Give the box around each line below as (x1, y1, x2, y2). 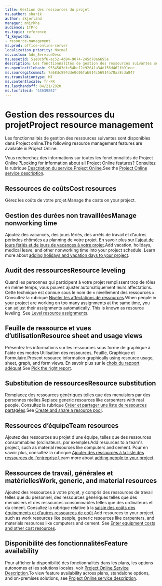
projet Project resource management (5, 119, 153, 130)
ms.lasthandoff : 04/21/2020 (5, 83, 62, 89)
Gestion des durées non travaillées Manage (5, 211, 136, 219)
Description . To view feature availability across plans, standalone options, (5, 570, 150, 576)
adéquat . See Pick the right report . (5, 365, 72, 371)
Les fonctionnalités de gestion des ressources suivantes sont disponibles (5, 135, 150, 141)
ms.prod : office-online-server (5, 43, 68, 48)
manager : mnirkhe (5, 20, 40, 26)
